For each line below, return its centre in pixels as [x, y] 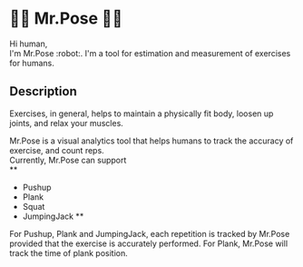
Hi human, [29, 44]
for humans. [32, 63]
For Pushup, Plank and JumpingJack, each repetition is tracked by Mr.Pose [150, 233]
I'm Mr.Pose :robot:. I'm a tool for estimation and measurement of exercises [150, 53]
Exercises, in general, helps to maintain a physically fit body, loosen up [142, 114]
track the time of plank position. [69, 252]
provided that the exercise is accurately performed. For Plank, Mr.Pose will [149, 243]
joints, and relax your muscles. [67, 123]
